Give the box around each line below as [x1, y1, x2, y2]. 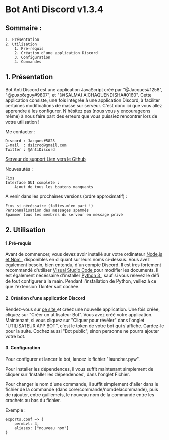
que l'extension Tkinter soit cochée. [5, 284, 80, 290]
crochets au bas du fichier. [5, 397, 61, 403]
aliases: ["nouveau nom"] [14, 425, 69, 431]
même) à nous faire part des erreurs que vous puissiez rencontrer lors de [5, 113, 158, 119]
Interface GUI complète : [5, 180, 60, 185]
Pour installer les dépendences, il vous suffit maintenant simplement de [5, 366, 154, 372]
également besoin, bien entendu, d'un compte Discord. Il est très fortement [5, 262, 161, 268]
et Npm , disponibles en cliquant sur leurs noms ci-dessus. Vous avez [5, 257, 150, 263]
